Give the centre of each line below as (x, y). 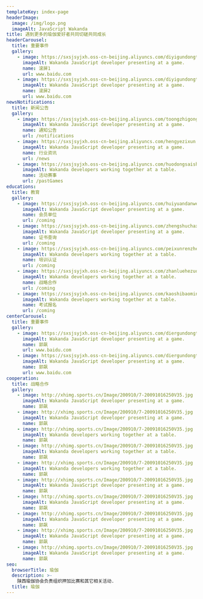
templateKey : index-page (37, 12)
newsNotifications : (31, 102)
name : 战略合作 (40, 283)
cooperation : (23, 378)
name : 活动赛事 (40, 176)
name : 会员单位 (40, 215)
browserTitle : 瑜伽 (35, 570)
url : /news (36, 158)
